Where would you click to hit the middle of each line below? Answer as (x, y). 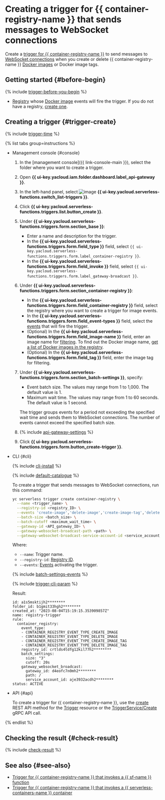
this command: (27, 490)
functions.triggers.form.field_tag (62, 358)
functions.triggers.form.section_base (59, 226)
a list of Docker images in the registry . (65, 347)
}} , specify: (132, 377)
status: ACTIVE (28, 684)
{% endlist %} (19, 722)
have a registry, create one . (40, 106)
